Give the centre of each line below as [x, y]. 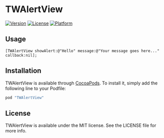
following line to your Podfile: [36, 88]
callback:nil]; [21, 55]
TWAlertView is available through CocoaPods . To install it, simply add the [81, 83]
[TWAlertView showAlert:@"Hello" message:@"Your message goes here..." [82, 51]
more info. [16, 131]
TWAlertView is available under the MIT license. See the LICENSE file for [81, 125]
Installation [23, 71]
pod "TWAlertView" [25, 98]
